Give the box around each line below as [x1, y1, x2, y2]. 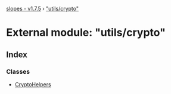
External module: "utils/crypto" [6, 26, 166, 39]
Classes [6, 67, 30, 76]
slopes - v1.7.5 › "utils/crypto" [6, 5, 79, 12]
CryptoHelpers [14, 80, 52, 88]
